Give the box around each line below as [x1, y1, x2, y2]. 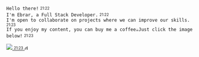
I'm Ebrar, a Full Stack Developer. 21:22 [6, 12, 109, 18]
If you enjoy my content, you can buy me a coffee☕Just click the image [6, 26, 193, 32]
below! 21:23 [6, 33, 34, 39]
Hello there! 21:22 [6, 5, 50, 11]
